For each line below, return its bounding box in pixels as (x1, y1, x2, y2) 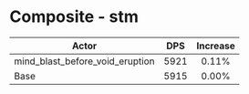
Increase (195, 39, 235, 52)
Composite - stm (9, 6, 140, 27)
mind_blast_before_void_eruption (14, 55, 155, 68)
